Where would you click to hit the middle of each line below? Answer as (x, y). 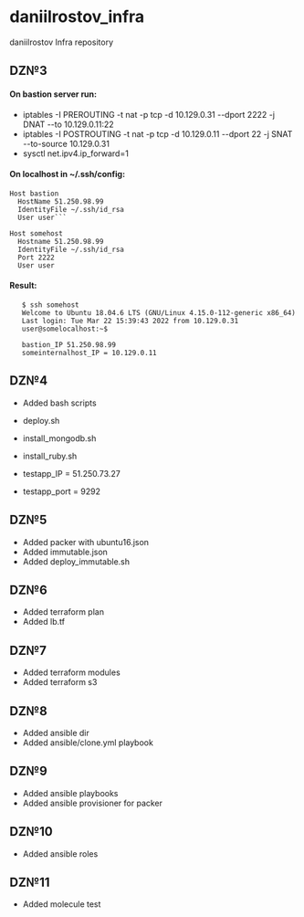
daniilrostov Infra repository (62, 42)
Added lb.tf (44, 622)
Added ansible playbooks (70, 793)
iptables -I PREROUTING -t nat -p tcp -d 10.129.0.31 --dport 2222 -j (149, 114)
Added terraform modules (71, 672)
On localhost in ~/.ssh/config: (68, 174)
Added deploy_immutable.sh (76, 561)
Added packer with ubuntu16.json (85, 542)
